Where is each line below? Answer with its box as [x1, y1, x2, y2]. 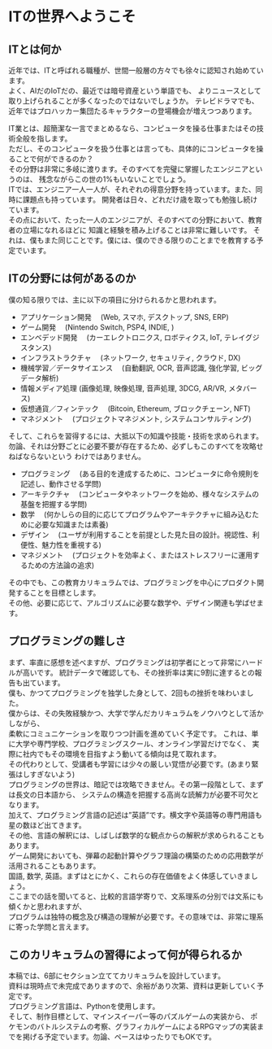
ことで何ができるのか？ [15, 154, 94, 164]
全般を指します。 [15, 133, 72, 143]
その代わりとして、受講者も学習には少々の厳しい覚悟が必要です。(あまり [8, 758, 252, 769]
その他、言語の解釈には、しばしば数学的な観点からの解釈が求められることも [8, 830, 265, 840]
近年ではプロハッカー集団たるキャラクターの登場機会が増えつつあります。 [8, 107, 257, 116]
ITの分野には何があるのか [8, 272, 136, 286]
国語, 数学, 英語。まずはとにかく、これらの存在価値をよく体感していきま [8, 871, 252, 881]
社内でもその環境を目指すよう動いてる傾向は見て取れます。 [22, 749, 221, 758]
